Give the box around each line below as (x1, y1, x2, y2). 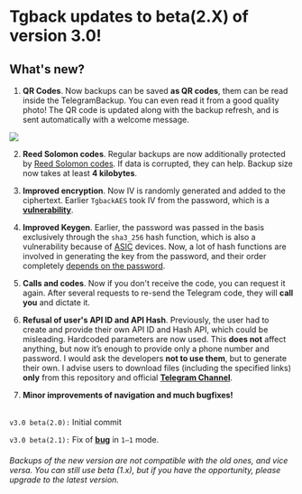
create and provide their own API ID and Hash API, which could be (22, 324, 269, 335)
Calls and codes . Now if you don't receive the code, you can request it (22, 278, 286, 288)
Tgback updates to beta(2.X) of (9, 6, 250, 27)
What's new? (9, 61, 86, 77)
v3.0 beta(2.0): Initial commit (9, 417, 122, 427)
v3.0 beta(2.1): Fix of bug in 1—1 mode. (9, 434, 160, 444)
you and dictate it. (22, 297, 90, 308)
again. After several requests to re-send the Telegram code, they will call (22, 287, 294, 298)
